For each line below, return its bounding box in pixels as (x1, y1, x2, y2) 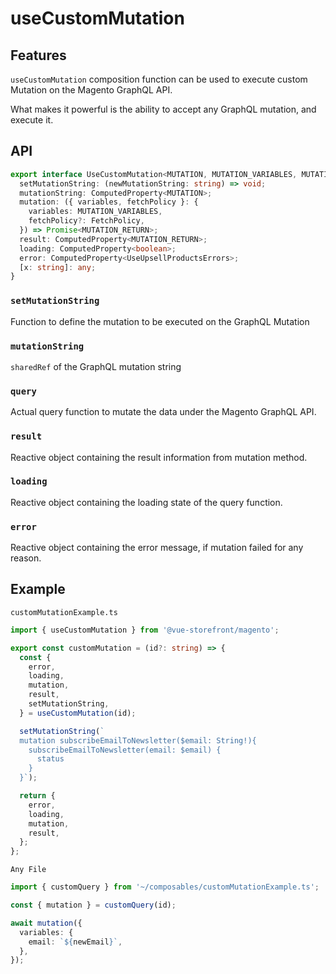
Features (10, 47, 67, 64)
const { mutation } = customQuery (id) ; (10, 900, 177, 911)
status (36, 754, 65, 764)
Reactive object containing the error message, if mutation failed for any (10, 542, 304, 554)
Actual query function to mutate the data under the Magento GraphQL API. (10, 406, 317, 418)
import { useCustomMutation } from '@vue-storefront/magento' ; (10, 625, 280, 635)
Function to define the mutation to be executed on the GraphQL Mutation (10, 315, 310, 327)
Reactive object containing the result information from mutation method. (10, 451, 308, 463)
